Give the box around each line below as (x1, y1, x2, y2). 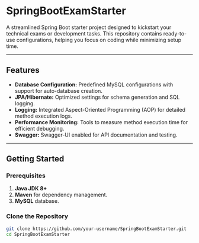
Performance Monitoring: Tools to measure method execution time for (14, 118, 188, 125)
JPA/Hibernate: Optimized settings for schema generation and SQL (14, 93, 180, 101)
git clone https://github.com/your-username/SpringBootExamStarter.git (6, 226, 187, 232)
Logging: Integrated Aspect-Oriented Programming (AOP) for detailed (14, 106, 185, 113)
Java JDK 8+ (14, 185, 47, 192)
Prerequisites (6, 171, 46, 180)
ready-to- (163, 30, 187, 37)
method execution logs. (14, 112, 72, 119)
